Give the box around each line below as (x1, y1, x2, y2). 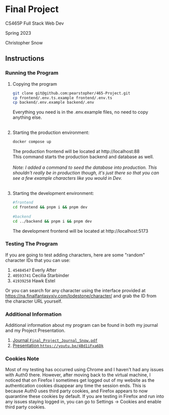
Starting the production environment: (12, 129, 90, 135)
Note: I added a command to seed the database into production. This (12, 165, 157, 171)
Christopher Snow (5, 39, 43, 46)
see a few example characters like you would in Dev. (12, 175, 123, 181)
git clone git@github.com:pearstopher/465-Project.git (12, 91, 131, 96)
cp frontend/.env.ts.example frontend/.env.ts (12, 95, 112, 100)
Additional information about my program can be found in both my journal (5, 322, 158, 328)
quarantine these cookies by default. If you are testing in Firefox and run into (5, 393, 164, 399)
